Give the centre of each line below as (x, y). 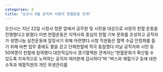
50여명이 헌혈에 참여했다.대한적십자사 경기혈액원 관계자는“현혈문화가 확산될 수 (80, 52)
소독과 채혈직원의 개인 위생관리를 (36, 65)
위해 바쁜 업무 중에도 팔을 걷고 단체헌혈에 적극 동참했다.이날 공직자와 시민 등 (82, 46)
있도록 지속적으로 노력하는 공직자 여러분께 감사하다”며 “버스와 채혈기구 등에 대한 (81, 58)
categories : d (19, 9)
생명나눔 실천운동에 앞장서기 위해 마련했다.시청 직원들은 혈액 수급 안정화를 (80, 40)
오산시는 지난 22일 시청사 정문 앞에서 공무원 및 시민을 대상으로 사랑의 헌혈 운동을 (81, 28)
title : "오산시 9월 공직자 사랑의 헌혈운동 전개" (48, 14)
